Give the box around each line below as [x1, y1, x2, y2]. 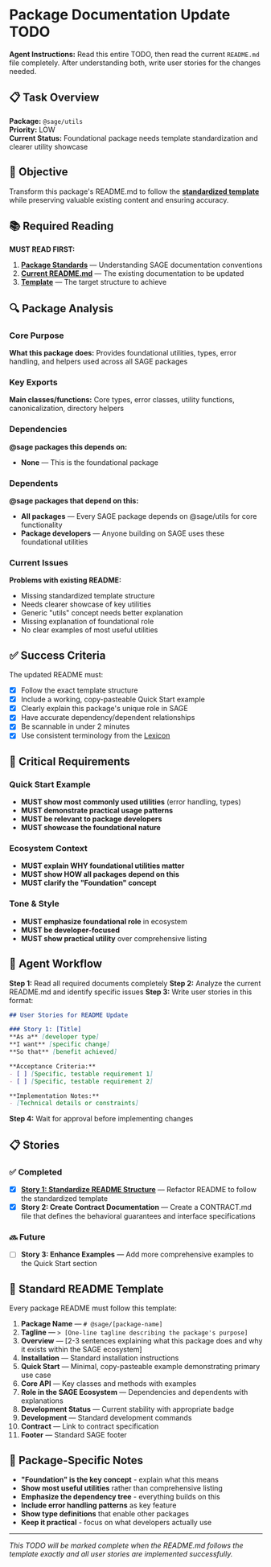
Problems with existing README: [9, 575, 121, 585]
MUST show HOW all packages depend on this [20, 870, 179, 879]
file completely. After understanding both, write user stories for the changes [9, 58, 261, 68]
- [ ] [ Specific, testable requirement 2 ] [9, 1077, 154, 1085]
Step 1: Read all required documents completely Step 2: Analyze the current [9, 978, 261, 988]
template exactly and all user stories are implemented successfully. [9, 1549, 233, 1559]
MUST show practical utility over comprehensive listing [20, 933, 207, 943]
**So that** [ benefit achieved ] [9, 1048, 117, 1056]
